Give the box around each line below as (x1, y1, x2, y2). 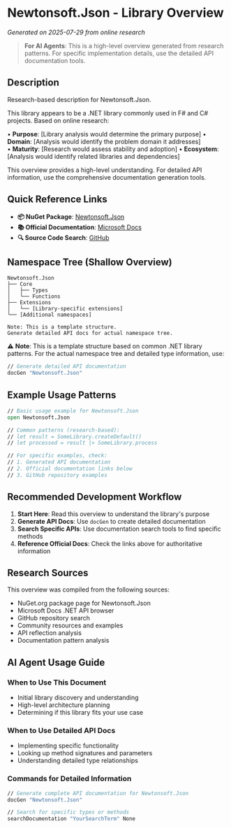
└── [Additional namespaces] (7, 311, 92, 319)
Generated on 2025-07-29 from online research (7, 28, 145, 36)
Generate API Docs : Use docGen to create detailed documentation (17, 517, 206, 525)
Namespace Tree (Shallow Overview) (7, 256, 172, 268)
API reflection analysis (17, 629, 82, 637)
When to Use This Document (7, 677, 107, 687)
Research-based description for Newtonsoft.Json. (7, 95, 151, 103)
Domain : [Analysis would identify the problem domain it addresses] (7, 137, 201, 145)
